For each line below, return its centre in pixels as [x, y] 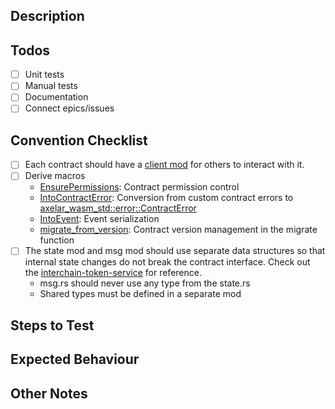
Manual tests [51, 86]
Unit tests [44, 75]
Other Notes [49, 393]
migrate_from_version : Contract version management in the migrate [178, 230]
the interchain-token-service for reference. [113, 273]
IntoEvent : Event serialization [99, 219]
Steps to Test [52, 325]
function [57, 240]
